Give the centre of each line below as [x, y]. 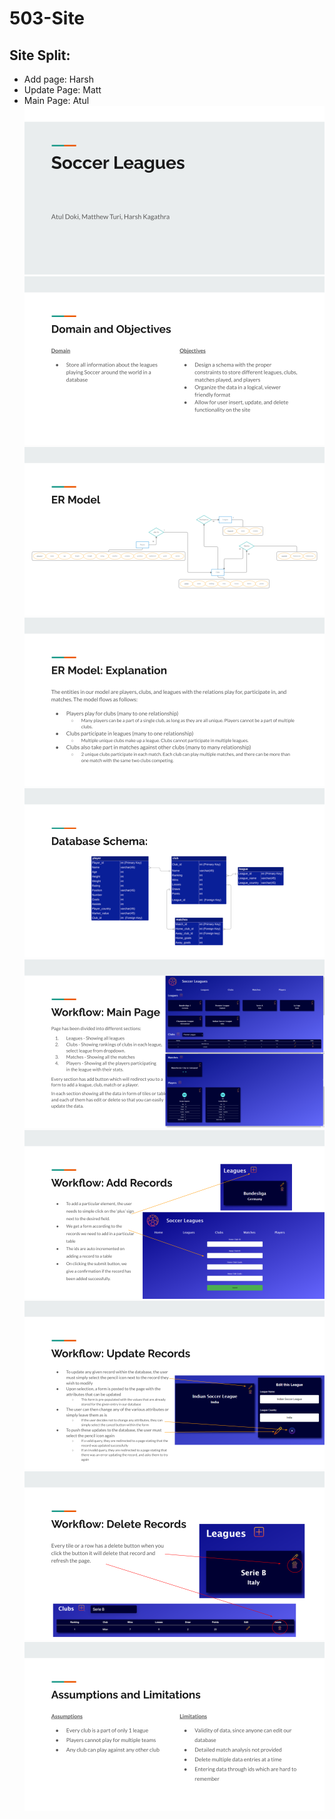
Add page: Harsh [59, 79]
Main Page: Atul [56, 100]
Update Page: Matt [62, 90]
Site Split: [40, 55]
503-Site [47, 18]
